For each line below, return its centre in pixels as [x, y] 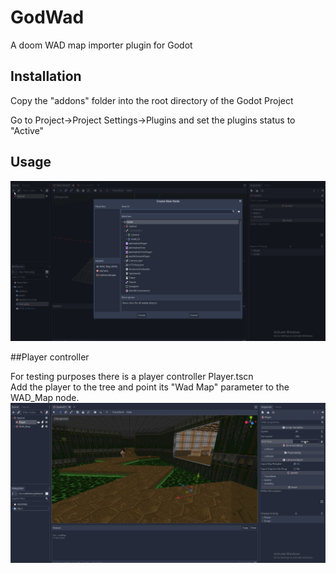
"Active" [27, 130]
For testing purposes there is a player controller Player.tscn [132, 376]
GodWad [47, 17]
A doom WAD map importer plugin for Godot [101, 45]
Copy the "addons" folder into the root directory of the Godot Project [152, 100]
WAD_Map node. [45, 397]
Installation [46, 76]
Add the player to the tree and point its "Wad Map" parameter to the [150, 387]
